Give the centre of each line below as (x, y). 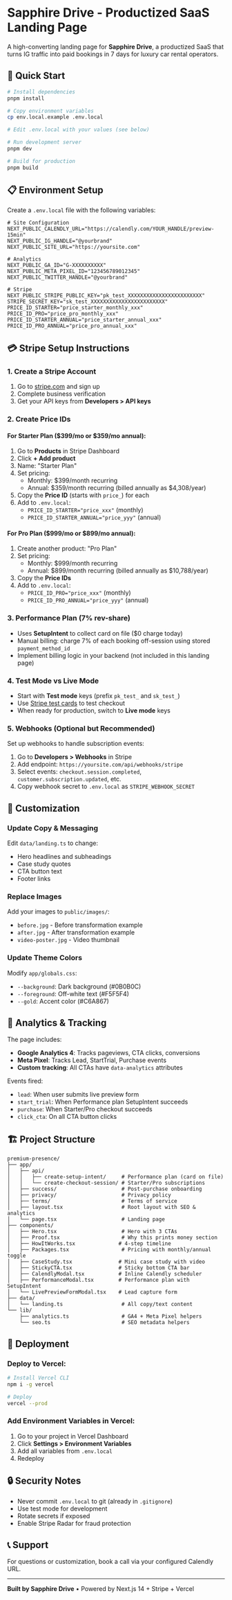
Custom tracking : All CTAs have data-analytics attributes (100, 1068)
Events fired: (25, 1081)
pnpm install (26, 98)
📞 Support (28, 1545)
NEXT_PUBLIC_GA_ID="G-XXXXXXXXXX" (57, 266)
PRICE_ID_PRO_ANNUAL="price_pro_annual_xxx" (72, 326)
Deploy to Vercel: (37, 1364)
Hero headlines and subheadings (64, 857)
